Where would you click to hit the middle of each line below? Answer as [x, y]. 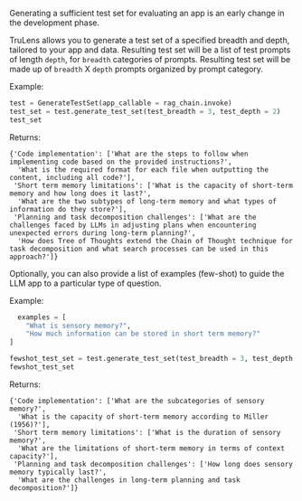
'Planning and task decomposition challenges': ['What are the [135, 217]
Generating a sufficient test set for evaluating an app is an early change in [147, 13]
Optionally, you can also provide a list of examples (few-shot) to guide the [147, 273]
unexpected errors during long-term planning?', [103, 233]
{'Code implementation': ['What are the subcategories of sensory [137, 401]
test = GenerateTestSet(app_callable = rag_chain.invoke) [121, 103]
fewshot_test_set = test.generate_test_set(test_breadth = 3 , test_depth [151, 359]
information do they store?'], [68, 209]
